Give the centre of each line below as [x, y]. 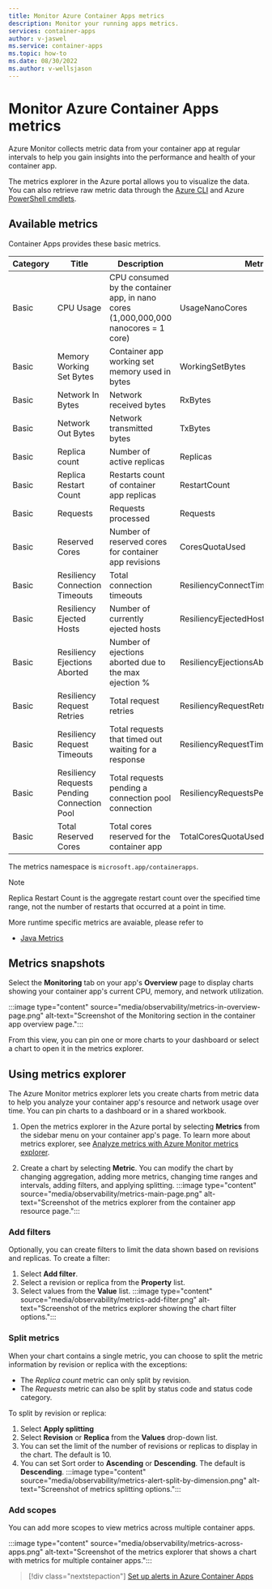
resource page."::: [50, 1211]
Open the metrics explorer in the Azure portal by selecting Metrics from [140, 1126]
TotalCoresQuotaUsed [222, 836]
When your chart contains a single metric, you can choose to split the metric [136, 1356]
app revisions [134, 562]
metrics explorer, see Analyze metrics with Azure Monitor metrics [129, 1144]
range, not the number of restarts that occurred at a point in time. [117, 906]
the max [124, 672]
